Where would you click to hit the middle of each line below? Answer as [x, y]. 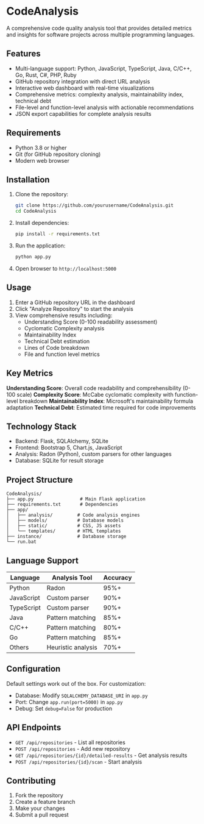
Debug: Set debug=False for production [64, 708]
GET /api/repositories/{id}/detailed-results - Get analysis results [101, 755]
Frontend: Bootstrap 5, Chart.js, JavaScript [69, 448]
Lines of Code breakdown [57, 347]
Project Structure [40, 480]
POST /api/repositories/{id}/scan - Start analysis [79, 762]
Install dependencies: [42, 223]
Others [19, 647]
